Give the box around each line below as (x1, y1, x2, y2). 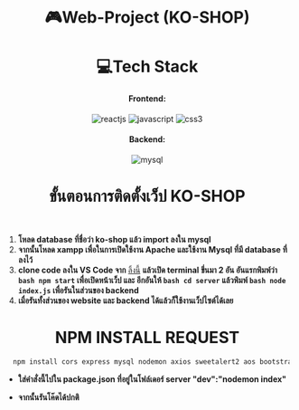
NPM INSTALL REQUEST (54, 327, 240, 348)
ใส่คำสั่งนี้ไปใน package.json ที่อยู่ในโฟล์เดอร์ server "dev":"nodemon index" (17, 373, 287, 385)
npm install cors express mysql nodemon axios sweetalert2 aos (13, 357, 256, 367)
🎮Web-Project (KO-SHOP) (44, 7, 250, 28)
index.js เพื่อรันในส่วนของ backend (17, 284, 140, 295)
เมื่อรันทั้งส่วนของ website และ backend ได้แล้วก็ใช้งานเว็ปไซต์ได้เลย (17, 295, 234, 306)
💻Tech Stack (96, 56, 199, 77)
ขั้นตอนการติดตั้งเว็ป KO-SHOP (49, 186, 246, 206)
